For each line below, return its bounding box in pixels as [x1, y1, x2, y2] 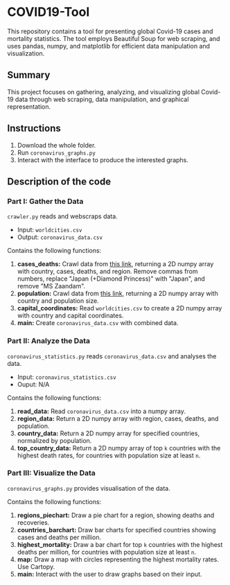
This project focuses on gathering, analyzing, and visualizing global [7, 87, 200, 96]
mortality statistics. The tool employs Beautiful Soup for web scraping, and [7, 34, 220, 42]
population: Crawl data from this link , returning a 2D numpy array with [17, 289, 218, 298]
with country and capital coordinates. [17, 311, 124, 320]
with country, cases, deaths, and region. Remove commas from [17, 268, 199, 276]
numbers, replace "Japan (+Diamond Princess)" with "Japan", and [17, 274, 206, 283]
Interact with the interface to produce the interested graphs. [17, 155, 189, 164]
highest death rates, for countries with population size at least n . [17, 451, 201, 460]
